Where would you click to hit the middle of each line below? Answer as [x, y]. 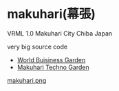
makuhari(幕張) [52, 14]
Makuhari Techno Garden [53, 67]
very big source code [37, 47]
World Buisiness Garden [51, 60]
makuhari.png [27, 80]
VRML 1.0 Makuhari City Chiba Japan [60, 33]
